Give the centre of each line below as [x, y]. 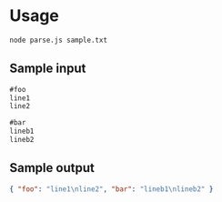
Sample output [52, 168]
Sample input [48, 69]
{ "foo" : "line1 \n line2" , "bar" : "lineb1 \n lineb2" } [111, 189]
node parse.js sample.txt [58, 40]
